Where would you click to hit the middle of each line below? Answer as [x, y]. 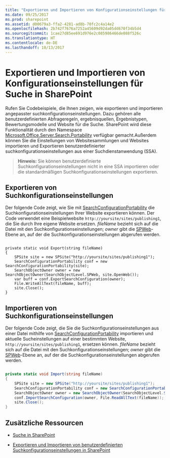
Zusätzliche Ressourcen [44, 423]
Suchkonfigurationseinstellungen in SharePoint [61, 450]
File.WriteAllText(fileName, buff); [53, 284]
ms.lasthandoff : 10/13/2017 [35, 48]
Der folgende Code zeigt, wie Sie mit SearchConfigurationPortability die [80, 207]
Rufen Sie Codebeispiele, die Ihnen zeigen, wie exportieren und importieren [84, 108]
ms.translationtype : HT [30, 38]
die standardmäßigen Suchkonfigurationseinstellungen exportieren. [88, 172]
